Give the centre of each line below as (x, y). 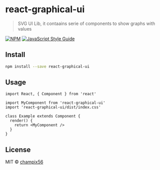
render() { (21, 121)
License (18, 149)
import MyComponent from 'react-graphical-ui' (55, 103)
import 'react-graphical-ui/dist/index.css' (53, 107)
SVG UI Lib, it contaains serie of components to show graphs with (86, 23)
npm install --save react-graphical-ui (47, 66)
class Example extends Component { (43, 116)
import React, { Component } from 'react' (51, 94)
